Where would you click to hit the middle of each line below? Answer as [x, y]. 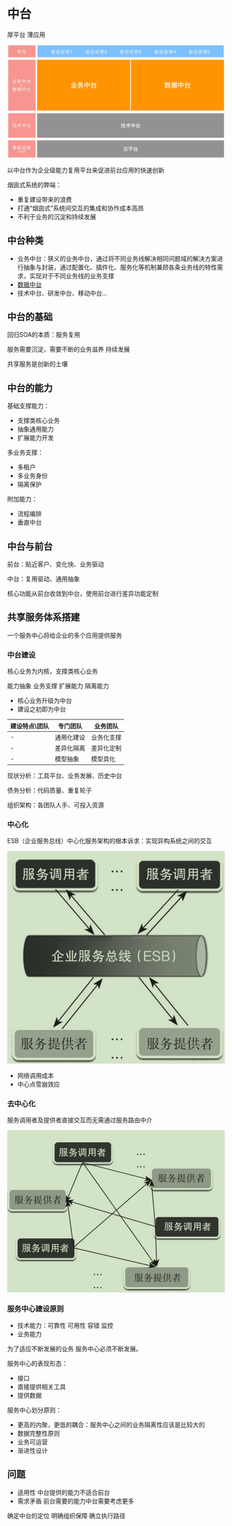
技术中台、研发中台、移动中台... [62, 293]
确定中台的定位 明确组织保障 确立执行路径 [66, 1516]
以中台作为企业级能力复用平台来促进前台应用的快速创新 [86, 170]
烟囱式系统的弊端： [35, 184]
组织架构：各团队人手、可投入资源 [56, 804]
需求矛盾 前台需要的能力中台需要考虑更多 [76, 1501]
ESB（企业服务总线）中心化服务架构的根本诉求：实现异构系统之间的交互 [110, 841]
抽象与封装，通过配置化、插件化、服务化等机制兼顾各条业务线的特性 [120, 267]
